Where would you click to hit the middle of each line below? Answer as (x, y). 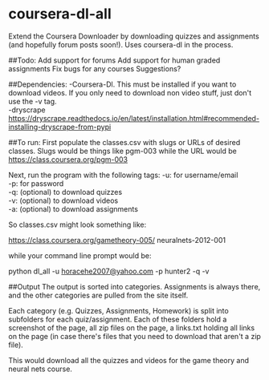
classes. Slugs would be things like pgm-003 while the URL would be (122, 151)
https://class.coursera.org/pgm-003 (68, 159)
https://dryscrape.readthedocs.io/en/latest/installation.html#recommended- (134, 118)
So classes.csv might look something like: (77, 224)
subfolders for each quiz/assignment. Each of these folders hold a (118, 319)
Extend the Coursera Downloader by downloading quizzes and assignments (134, 36)
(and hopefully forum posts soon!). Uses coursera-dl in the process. (121, 44)
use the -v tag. (33, 101)
